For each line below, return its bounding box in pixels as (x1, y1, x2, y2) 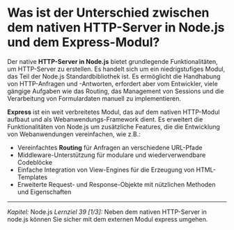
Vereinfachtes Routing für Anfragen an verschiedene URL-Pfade (17, 143, 203, 151)
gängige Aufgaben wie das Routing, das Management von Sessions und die (7, 87, 224, 95)
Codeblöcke (17, 158, 53, 166)
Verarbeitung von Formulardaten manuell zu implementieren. (7, 94, 181, 102)
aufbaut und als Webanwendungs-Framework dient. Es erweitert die (7, 115, 203, 123)
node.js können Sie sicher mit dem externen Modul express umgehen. (7, 215, 208, 223)
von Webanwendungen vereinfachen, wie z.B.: (7, 130, 141, 138)
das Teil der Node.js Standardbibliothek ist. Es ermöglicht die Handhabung (7, 72, 221, 81)
